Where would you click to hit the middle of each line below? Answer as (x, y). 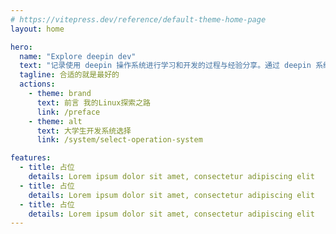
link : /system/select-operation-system (119, 140)
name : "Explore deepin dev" (78, 56)
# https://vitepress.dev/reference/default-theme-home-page (138, 19)
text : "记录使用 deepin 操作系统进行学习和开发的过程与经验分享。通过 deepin (165, 66)
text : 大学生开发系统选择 (84, 131)
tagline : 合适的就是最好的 (69, 75)
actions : (37, 84)
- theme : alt (55, 121)
